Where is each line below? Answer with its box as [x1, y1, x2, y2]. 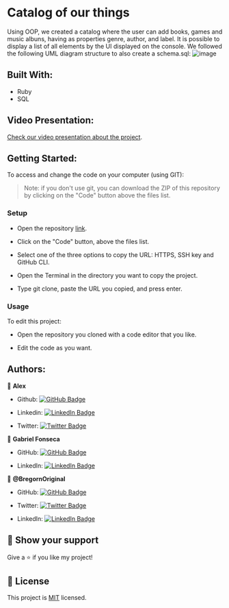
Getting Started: [7, 152, 77, 164]
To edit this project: [7, 317, 62, 325]
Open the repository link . [16, 224, 87, 232]
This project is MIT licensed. [7, 594, 87, 602]
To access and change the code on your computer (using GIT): [7, 171, 185, 179]
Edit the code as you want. [16, 343, 92, 352]
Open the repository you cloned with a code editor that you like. [16, 330, 197, 339]
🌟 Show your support [7, 535, 99, 546]
